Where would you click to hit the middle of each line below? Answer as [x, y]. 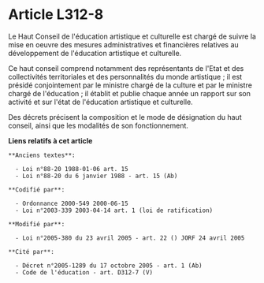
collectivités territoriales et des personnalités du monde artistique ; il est [125, 76]
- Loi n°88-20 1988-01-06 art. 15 [72, 169]
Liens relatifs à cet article [50, 140]
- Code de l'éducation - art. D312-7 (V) [84, 272]
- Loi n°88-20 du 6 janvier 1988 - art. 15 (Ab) [97, 176]
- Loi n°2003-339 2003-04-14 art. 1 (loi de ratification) [114, 210]
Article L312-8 [56, 15]
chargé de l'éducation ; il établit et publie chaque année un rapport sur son [129, 93]
